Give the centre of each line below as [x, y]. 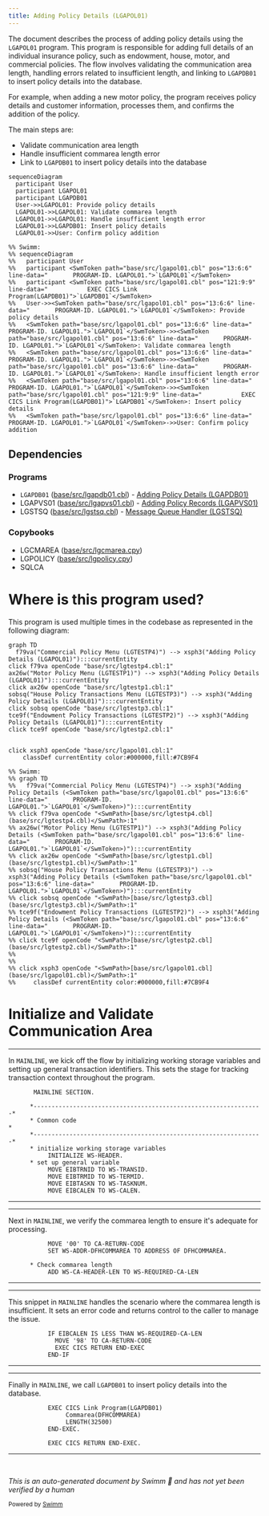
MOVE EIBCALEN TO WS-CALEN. [94, 1191]
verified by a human [42, 1490]
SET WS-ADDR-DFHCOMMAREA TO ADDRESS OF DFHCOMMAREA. [137, 1251]
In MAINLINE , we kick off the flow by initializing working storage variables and [134, 1061]
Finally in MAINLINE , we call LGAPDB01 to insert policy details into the [118, 1385]
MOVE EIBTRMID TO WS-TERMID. [96, 1177]
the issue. [24, 1319]
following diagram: [39, 630]
